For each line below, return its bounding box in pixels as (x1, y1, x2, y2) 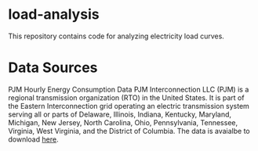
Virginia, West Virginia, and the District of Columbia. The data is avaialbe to (8, 126, 250, 135)
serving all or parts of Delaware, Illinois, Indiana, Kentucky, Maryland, (8, 110, 232, 119)
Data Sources (8, 59, 98, 77)
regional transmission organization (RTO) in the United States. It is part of (8, 92, 245, 102)
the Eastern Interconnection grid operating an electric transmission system (8, 101, 249, 110)
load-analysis (8, 5, 100, 23)
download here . (8, 135, 59, 144)
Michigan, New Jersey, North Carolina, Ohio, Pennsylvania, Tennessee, (8, 117, 238, 127)
